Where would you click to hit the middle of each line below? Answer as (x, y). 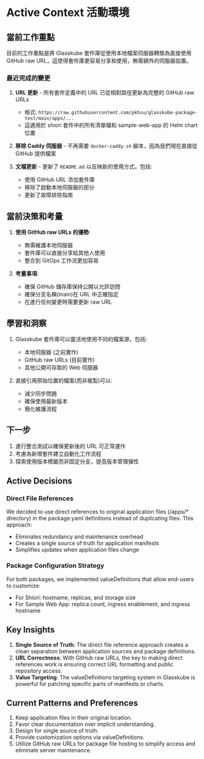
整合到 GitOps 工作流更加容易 (62, 261)
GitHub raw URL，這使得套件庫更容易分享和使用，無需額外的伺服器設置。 (99, 61)
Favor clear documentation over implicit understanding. (85, 724)
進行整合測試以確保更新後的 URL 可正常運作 (70, 446)
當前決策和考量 (35, 216)
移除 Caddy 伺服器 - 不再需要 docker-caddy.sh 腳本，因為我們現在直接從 (106, 146)
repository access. (39, 671)
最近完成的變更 (28, 78)
